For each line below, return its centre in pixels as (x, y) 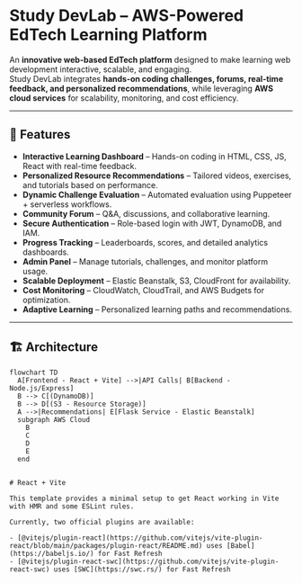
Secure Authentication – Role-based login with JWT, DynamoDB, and (152, 223)
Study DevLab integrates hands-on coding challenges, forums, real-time (147, 78)
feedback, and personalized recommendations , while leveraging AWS (142, 88)
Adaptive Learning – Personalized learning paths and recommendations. (157, 309)
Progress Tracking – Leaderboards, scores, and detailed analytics (145, 242)
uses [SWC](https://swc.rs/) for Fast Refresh (142, 569)
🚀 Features (40, 135)
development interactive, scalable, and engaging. (101, 69)
